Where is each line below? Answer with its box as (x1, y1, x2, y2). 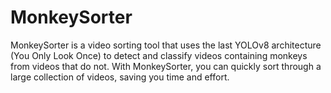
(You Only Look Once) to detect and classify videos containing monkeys (10, 49, 308, 61)
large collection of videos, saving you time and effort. (10, 71, 230, 83)
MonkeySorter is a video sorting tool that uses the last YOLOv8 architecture (10, 39, 322, 51)
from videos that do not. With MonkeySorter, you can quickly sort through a (10, 60, 322, 72)
